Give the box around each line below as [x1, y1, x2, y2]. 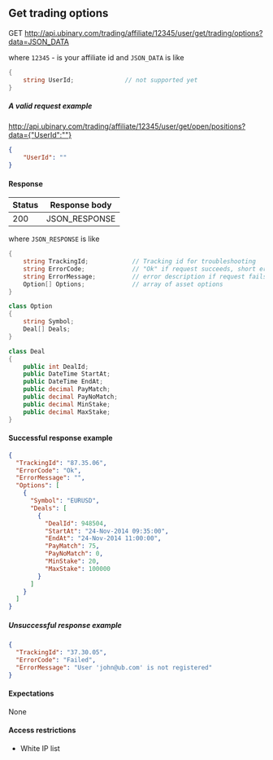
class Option [8, 302, 53, 310]
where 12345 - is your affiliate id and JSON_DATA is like [8, 52, 184, 62]
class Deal [8, 347, 45, 355]
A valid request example [8, 101, 93, 111]
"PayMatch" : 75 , [44, 542, 100, 551]
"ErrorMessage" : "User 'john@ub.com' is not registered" [15, 663, 213, 671]
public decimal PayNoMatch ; [23, 393, 118, 402]
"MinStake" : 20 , [44, 557, 100, 565]
